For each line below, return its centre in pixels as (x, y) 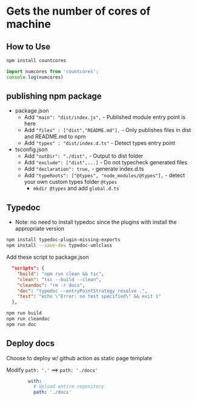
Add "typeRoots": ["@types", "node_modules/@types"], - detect (105, 175)
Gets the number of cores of (78, 11)
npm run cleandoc (28, 319)
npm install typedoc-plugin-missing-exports (63, 240)
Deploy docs (30, 343)
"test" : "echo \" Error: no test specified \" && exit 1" (89, 296)
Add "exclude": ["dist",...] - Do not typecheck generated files (106, 162)
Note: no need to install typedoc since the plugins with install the (96, 222)
